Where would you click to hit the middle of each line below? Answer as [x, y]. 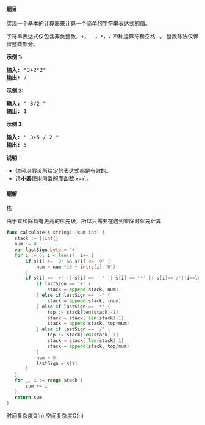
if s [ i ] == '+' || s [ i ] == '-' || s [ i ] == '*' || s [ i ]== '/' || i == [110, 278]
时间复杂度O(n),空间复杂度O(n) [45, 415]
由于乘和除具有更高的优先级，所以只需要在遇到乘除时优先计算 [84, 221]
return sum [28, 397]
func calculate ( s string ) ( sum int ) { [56, 233]
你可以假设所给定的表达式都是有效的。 [63, 171]
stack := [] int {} [37, 238]
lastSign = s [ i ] [57, 363]
